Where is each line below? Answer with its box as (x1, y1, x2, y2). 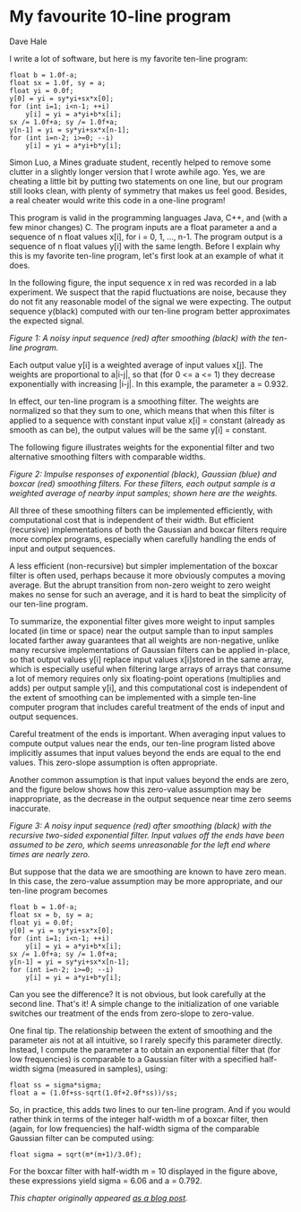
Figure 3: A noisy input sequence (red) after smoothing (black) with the (9, 820, 272, 830)
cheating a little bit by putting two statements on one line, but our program (9, 176, 284, 186)
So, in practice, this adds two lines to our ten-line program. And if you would (9, 1104, 291, 1114)
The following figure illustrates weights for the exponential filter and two (9, 442, 275, 452)
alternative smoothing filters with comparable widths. (9, 451, 206, 462)
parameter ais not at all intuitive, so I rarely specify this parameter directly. (9, 1035, 283, 1045)
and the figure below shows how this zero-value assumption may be (9, 784, 262, 795)
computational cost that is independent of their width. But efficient (9, 514, 254, 525)
